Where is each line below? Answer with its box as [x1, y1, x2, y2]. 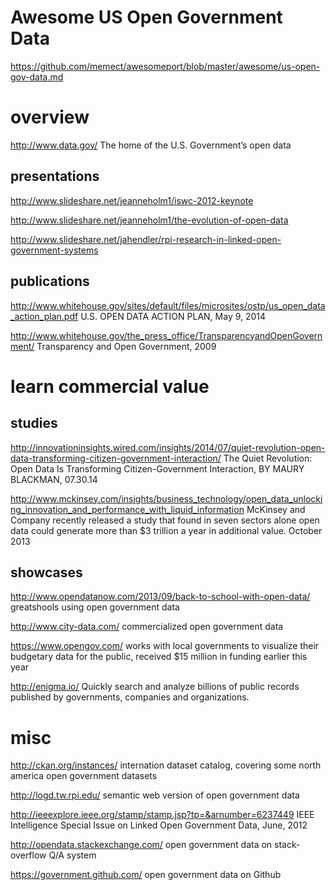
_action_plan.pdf [10, 310, 79, 322]
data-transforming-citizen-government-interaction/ [10, 452, 222, 464]
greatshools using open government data [10, 601, 180, 613]
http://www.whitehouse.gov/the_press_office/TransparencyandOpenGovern [10, 329, 323, 341]
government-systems [10, 244, 99, 256]
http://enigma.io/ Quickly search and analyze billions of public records [10, 681, 300, 693]
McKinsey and [246, 503, 306, 515]
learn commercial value [10, 375, 210, 398]
